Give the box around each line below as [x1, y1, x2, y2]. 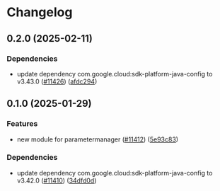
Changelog [6, 4, 73, 21]
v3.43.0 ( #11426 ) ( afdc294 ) [16, 77, 98, 86]
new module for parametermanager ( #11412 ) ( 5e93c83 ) [16, 135, 178, 144]
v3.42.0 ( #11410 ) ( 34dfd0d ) [16, 176, 97, 185]
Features [6, 119, 38, 129]
